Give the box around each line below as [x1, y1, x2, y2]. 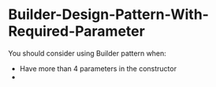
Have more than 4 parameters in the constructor [19, 63, 177, 73]
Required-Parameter [8, 22, 146, 40]
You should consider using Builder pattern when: [8, 48, 167, 58]
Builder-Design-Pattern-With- [8, 6, 209, 24]
